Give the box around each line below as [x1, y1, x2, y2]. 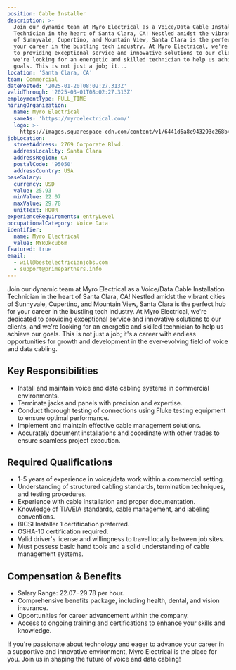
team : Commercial [7, 75, 58, 83]
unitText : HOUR [13, 207, 58, 214]
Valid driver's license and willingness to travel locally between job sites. [17, 535, 225, 543]
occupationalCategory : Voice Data [7, 220, 109, 227]
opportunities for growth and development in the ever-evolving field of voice [7, 337, 228, 346]
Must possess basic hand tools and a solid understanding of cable [17, 543, 210, 551]
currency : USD [13, 180, 55, 187]
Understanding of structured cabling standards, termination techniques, [17, 483, 226, 491]
